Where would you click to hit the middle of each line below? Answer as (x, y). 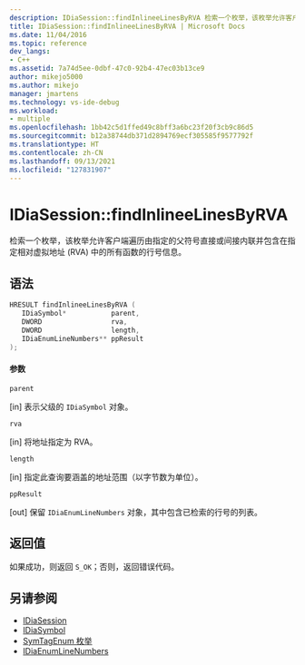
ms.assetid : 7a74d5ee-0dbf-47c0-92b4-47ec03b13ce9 (107, 69)
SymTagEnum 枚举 (57, 641)
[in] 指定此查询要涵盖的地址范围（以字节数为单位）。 (106, 476)
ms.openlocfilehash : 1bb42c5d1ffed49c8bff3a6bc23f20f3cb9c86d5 (132, 128)
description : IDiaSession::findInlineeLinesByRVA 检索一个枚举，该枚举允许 (148, 18)
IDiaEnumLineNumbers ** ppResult (83, 338)
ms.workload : (34, 111)
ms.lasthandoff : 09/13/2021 (63, 161)
